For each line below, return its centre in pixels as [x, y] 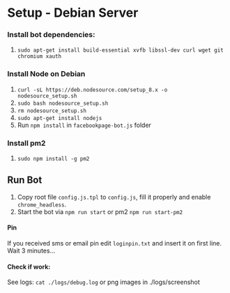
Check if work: [29, 266]
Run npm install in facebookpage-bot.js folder [84, 125]
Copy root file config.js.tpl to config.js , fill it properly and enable [114, 197]
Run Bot [25, 180]
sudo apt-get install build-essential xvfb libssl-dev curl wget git [121, 50]
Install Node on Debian [46, 74]
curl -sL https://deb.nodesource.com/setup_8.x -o [92, 90]
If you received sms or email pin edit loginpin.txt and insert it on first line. [114, 243]
